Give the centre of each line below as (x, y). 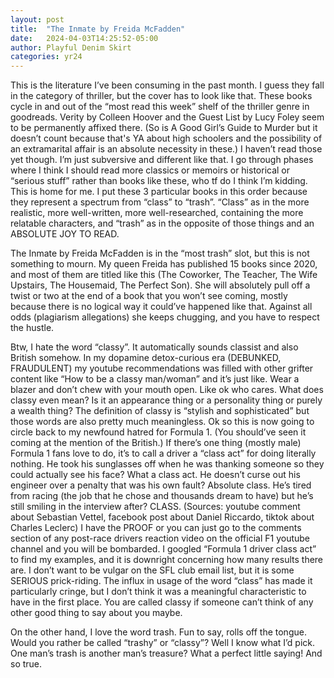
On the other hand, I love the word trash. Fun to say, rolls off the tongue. (158, 632)
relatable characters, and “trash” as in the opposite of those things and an (162, 223)
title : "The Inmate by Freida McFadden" (98, 29)
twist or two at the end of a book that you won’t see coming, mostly (149, 296)
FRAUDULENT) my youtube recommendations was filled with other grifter (162, 368)
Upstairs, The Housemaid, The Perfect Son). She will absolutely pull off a (160, 285)
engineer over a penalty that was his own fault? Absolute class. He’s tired (161, 485)
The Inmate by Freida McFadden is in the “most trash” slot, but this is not (160, 253)
